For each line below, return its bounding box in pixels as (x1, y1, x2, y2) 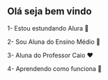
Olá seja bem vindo (7, 6, 92, 17)
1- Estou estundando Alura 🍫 (7, 24, 89, 32)
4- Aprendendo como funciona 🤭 (7, 64, 102, 72)
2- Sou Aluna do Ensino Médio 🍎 (7, 38, 101, 46)
